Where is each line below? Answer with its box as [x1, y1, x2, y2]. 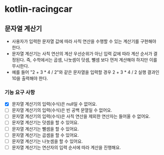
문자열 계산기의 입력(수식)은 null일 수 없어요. [11, 101, 98, 107]
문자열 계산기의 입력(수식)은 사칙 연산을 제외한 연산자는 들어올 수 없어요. [11, 114, 151, 119]
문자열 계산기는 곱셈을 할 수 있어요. [11, 132, 79, 138]
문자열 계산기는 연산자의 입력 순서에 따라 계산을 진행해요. [11, 144, 121, 150]
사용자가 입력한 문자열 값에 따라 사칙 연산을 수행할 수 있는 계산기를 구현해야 [11, 39, 157, 44]
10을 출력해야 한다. [11, 76, 48, 81]
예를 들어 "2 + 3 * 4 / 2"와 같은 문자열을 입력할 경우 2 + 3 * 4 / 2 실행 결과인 [11, 69, 160, 75]
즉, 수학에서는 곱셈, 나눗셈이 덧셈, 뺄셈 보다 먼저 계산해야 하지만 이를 [26, 57, 158, 63]
